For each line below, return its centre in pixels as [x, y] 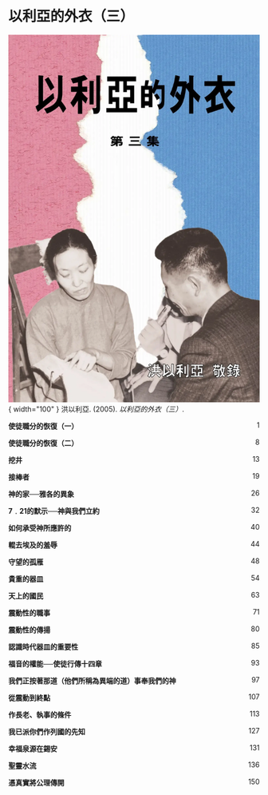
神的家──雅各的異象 [41, 494]
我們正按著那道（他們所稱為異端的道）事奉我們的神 [92, 681]
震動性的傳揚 [29, 630]
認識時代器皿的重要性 [43, 647]
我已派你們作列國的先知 [47, 732]
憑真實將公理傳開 [36, 783]
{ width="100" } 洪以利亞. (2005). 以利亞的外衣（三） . [97, 409]
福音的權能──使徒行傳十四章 [55, 664]
